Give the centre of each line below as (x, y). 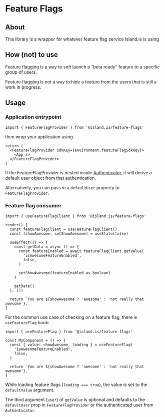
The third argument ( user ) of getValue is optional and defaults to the (75, 400)
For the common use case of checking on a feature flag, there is (71, 317)
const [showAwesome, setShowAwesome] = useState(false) (69, 233)
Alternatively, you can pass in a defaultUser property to (62, 187)
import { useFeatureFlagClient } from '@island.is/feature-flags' (76, 216)
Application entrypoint (33, 117)
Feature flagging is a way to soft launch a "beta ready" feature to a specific (82, 67)
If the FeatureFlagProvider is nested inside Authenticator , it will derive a (78, 172)
